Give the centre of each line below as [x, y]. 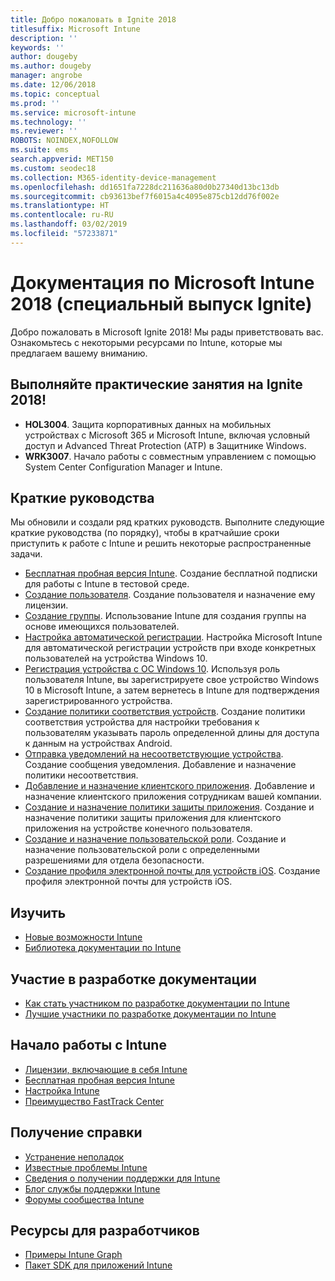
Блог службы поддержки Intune [92, 1188]
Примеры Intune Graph [73, 1255]
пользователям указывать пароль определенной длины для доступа [172, 733]
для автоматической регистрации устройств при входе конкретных [170, 648]
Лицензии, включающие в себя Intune [106, 1069]
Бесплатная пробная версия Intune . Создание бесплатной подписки [171, 573]
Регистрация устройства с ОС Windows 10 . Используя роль [152, 669]
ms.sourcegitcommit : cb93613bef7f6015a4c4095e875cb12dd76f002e [145, 196]
